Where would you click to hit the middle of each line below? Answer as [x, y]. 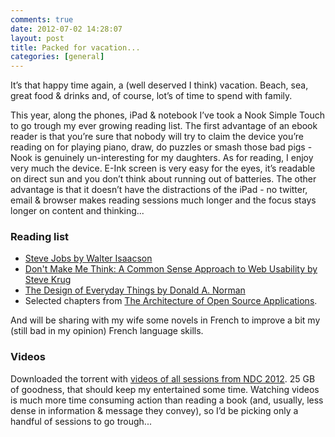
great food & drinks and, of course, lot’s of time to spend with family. [151, 96]
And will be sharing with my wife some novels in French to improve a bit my [165, 320]
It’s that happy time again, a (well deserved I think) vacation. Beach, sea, [159, 85]
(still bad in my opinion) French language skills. [107, 331]
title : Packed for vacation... [75, 47]
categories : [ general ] [57, 57]
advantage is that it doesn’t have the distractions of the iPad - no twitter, [159, 190]
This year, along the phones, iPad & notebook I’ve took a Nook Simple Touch [168, 115]
